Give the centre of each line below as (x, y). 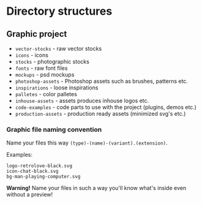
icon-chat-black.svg (33, 172)
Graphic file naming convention (54, 129)
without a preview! (30, 195)
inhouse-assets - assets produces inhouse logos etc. (82, 100)
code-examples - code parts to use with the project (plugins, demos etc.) (106, 107)
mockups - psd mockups (45, 74)
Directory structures (59, 11)
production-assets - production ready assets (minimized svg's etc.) (100, 114)
